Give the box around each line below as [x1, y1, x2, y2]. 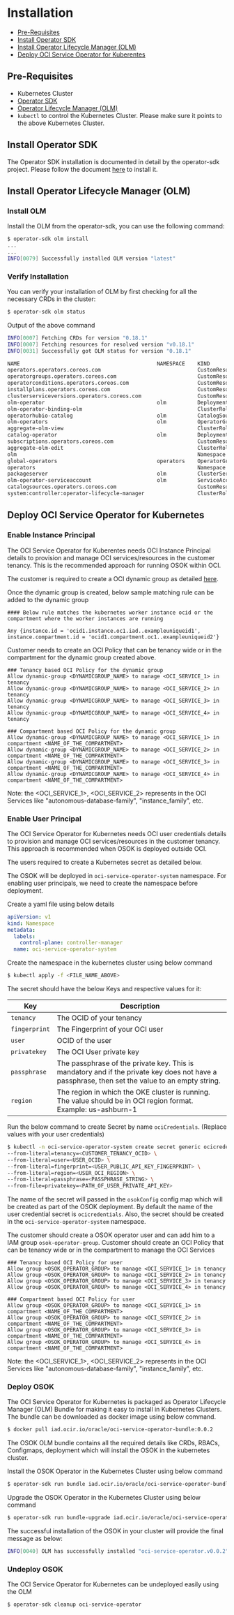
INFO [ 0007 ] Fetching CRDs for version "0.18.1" [7, 334, 148, 342]
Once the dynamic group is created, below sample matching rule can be [7, 588, 214, 597]
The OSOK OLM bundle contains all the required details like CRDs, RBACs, [7, 1439, 220, 1447]
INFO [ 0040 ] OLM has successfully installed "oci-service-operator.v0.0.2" [7, 1548, 229, 1555]
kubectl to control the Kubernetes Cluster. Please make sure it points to [17, 111, 223, 119]
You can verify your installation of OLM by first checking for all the [7, 288, 197, 296]
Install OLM [7, 206, 47, 216]
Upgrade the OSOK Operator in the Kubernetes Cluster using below [7, 1493, 201, 1502]
